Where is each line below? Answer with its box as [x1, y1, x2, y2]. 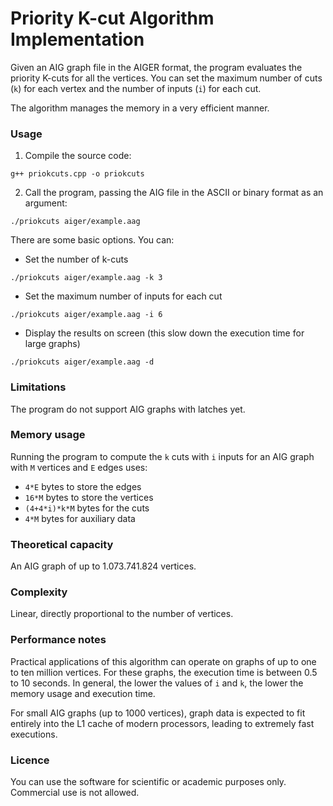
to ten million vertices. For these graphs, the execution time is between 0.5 [10, 666, 318, 678]
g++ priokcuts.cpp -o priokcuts [10, 169, 145, 179]
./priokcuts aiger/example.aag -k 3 [10, 273, 163, 283]
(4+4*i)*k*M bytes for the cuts [24, 502, 150, 514]
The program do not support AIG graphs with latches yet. [10, 403, 246, 415]
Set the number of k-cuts [24, 253, 129, 266]
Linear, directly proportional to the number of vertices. [10, 608, 234, 620]
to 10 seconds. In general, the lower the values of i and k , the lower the [10, 677, 304, 689]
